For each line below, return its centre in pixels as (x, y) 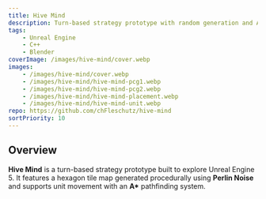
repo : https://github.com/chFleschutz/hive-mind (90, 111)
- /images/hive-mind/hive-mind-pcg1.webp (91, 81)
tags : (17, 30)
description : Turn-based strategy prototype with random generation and (131, 23)
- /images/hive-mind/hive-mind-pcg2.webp (91, 89)
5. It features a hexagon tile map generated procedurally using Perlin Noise (131, 178)
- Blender (39, 52)
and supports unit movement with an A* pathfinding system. (107, 186)
